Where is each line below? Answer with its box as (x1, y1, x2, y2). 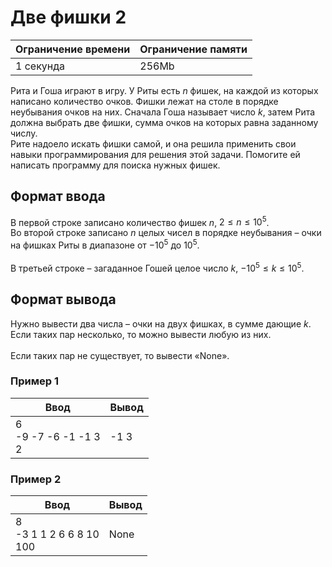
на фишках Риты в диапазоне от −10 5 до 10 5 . (10, 237, 200, 251)
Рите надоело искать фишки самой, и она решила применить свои (10, 137, 297, 150)
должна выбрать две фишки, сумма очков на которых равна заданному (10, 116, 319, 128)
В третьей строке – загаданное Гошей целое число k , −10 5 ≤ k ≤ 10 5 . (10, 261, 305, 274)
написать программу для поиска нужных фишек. (10, 159, 221, 171)
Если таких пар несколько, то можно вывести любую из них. (10, 328, 272, 340)
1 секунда (15, 59, 66, 73)
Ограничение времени (15, 42, 131, 56)
